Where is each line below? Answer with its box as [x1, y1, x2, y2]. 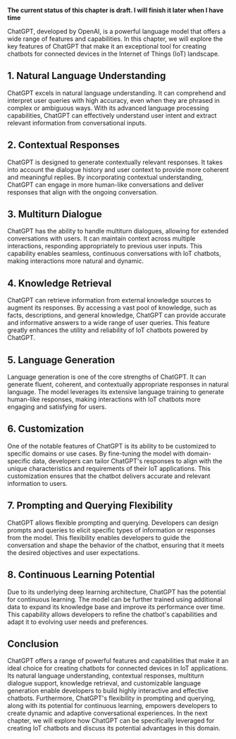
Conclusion [7, 637, 59, 649]
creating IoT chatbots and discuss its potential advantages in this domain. [7, 724, 221, 733]
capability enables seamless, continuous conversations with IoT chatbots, [7, 250, 221, 258]
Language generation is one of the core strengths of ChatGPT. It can [7, 373, 206, 381]
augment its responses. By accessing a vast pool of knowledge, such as [7, 303, 217, 312]
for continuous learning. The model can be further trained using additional [7, 595, 223, 604]
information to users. [7, 479, 68, 487]
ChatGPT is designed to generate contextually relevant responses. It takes [7, 158, 223, 166]
